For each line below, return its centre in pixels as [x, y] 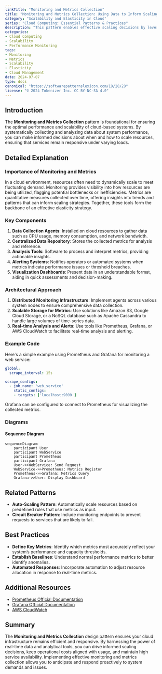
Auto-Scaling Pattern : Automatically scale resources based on [74, 504]
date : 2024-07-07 [22, 77]
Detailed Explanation [37, 158]
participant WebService [38, 453]
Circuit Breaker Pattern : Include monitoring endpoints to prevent [76, 515]
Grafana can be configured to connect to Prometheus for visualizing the [76, 405]
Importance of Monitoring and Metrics [51, 172]
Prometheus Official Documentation [47, 599]
